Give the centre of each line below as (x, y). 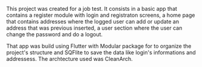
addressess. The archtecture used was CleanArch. (70, 59)
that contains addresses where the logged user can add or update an (93, 21)
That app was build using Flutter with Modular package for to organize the (99, 46)
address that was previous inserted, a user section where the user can (94, 28)
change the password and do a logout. (55, 34)
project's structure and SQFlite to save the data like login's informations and (101, 53)
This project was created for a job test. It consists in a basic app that (92, 9)
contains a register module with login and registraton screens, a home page (101, 15)
